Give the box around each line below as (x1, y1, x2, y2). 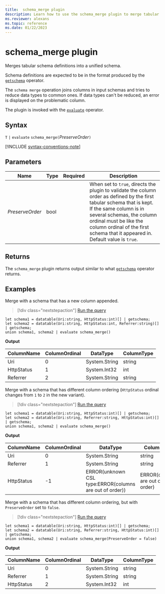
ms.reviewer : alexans (5, 16, 50, 21)
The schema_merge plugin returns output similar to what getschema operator (5, 265, 155, 271)
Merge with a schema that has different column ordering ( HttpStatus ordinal (5, 387, 159, 393)
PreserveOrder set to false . (5, 505, 60, 511)
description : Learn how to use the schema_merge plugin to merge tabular (5, 12, 160, 17)
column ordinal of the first (89, 224, 149, 231)
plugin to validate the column (89, 187, 156, 194)
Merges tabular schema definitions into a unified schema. (5, 63, 121, 69)
